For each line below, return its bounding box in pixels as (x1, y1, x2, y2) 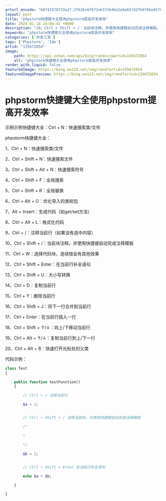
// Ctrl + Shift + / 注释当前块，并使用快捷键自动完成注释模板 (23, 415, 141, 420)
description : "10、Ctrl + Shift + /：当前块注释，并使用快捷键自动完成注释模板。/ (5, 26, 163, 31)
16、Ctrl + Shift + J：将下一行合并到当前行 (5, 303, 91, 309)
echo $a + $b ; (23, 474, 52, 479)
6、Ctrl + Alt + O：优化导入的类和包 (5, 198, 78, 204)
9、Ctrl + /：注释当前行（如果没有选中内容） (5, 229, 96, 235)
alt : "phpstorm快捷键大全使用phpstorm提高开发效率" (14, 58, 113, 63)
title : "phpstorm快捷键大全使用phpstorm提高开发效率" (5, 16, 109, 21)
